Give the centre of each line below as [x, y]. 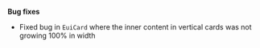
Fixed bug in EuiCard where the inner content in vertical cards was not [135, 27]
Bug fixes [24, 12]
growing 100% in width [57, 36]
